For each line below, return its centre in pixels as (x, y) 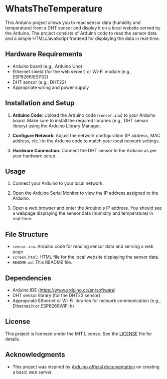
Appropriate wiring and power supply (51, 87)
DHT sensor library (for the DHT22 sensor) (56, 295)
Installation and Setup (40, 103)
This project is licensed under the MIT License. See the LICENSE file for (79, 334)
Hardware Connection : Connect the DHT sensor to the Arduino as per (84, 150)
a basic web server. (32, 372)
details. (13, 339)
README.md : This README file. (42, 262)
